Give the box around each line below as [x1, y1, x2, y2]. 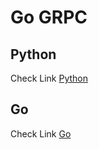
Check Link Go [10, 127, 72, 140]
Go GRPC [10, 6, 88, 29]
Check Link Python [10, 72, 89, 84]
